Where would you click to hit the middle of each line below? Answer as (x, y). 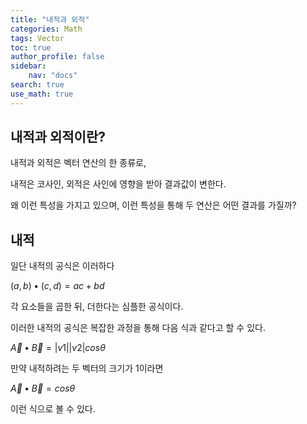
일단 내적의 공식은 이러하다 (62, 266)
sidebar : (28, 66)
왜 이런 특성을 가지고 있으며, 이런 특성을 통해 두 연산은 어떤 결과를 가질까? (153, 205)
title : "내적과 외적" (50, 19)
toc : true (31, 47)
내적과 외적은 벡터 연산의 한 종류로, (78, 163)
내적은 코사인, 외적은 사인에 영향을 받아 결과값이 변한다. (118, 184)
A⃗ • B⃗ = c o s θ (43, 388)
